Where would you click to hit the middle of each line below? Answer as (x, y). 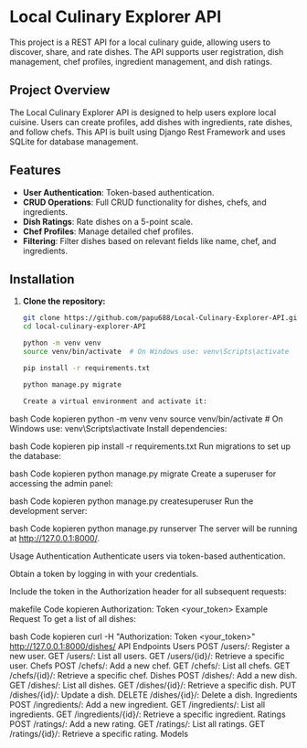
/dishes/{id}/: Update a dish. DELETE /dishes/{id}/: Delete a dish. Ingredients (153, 695)
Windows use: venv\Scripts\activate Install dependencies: (118, 428)
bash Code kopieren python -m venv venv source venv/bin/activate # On (146, 419)
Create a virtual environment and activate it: (115, 401)
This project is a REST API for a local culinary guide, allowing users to (140, 42)
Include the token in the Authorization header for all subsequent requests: (148, 591)
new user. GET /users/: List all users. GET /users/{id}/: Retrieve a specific (147, 656)
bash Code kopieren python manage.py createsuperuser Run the (132, 501)
